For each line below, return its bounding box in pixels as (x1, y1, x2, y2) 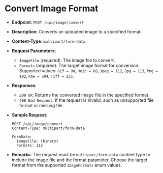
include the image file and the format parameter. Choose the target (11, 157, 148, 163)
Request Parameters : (11, 48, 56, 54)
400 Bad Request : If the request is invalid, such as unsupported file (19, 97, 154, 103)
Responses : (11, 82, 37, 88)
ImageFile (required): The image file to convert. (19, 57, 115, 63)
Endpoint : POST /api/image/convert (11, 19, 84, 25)
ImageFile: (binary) (16, 139, 59, 144)
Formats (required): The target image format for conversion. (19, 62, 140, 68)
